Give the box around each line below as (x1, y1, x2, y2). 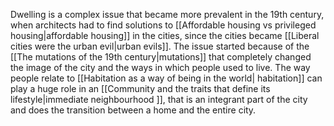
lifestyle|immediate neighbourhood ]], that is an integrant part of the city (10, 94, 308, 105)
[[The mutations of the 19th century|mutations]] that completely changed (10, 51, 312, 63)
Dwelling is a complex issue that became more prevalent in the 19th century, (10, 9, 325, 20)
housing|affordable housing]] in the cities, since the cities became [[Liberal (10, 30, 320, 41)
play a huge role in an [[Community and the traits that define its (10, 83, 271, 94)
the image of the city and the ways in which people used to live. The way (10, 62, 311, 73)
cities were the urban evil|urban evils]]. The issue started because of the (10, 40, 310, 52)
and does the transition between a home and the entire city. (10, 104, 257, 116)
